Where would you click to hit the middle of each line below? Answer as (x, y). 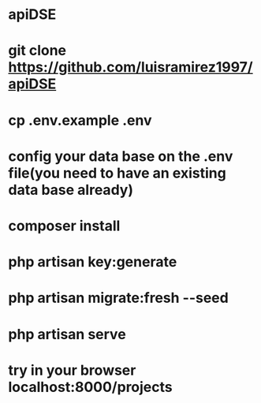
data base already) (71, 190)
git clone (37, 51)
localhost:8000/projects (90, 387)
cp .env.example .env (80, 120)
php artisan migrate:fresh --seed (118, 298)
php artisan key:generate (93, 262)
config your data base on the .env (121, 156)
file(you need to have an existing (117, 173)
